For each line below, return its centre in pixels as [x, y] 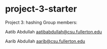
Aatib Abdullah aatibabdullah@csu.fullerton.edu [53, 32]
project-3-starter [41, 9]
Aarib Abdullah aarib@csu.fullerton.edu [45, 41]
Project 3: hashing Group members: [41, 22]
